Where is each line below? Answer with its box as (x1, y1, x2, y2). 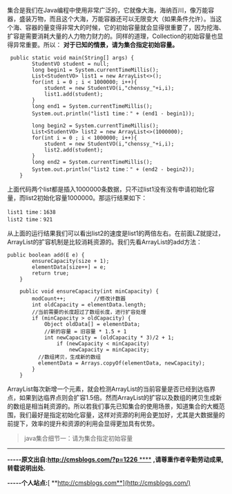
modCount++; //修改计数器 (32, 295, 126, 302)
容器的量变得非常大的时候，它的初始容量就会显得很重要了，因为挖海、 (25, 24, 225, 31)
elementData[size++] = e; (32, 264, 107, 271)
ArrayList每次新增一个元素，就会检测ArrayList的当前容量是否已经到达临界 (7, 385, 216, 393)
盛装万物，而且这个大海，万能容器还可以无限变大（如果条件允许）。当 (19, 15, 216, 23)
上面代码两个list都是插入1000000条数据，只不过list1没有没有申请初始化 (7, 185, 209, 193)
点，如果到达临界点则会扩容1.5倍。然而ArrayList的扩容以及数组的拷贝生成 (7, 394, 216, 401)
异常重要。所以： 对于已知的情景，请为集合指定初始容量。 (12, 41, 178, 48)
